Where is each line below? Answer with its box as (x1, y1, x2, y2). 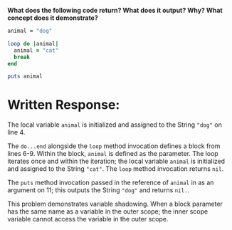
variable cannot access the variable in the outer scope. (7, 215, 169, 224)
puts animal (7, 73, 43, 80)
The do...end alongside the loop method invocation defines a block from (7, 142, 221, 150)
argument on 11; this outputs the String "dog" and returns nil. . (7, 186, 190, 194)
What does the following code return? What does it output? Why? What (7, 6, 223, 14)
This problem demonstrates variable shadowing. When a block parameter (7, 199, 223, 209)
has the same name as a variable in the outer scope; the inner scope (7, 207, 209, 216)
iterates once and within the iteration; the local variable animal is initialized (7, 157, 226, 166)
